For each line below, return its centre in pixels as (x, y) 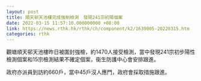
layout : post (23, 12)
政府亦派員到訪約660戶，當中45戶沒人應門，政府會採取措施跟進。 (88, 72)
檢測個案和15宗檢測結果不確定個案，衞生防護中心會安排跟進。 (83, 59)
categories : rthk (28, 34)
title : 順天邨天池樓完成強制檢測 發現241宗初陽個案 (65, 17)
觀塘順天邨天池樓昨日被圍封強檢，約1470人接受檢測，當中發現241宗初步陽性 (101, 52)
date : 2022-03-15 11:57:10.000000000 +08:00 (63, 23)
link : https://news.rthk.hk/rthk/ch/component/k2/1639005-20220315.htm (98, 28)
